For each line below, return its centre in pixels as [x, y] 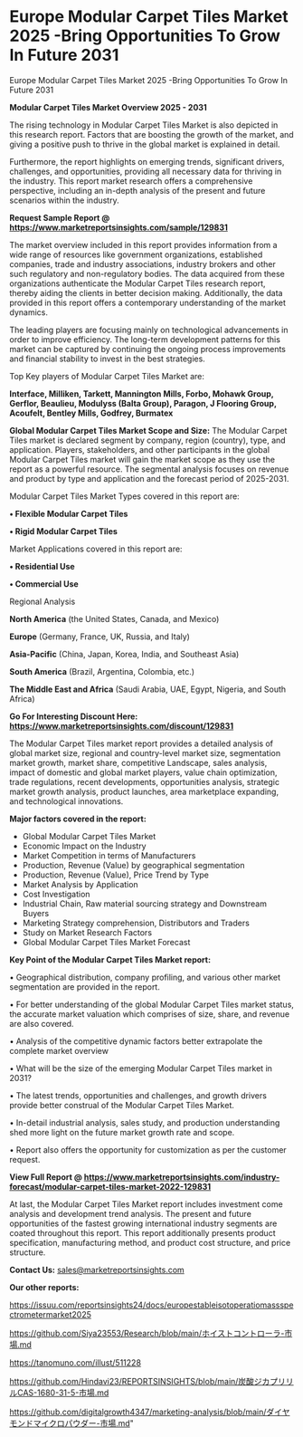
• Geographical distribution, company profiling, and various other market [145, 977]
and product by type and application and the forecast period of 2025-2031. [149, 478]
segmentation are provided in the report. [85, 987]
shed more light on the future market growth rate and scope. [122, 1132]
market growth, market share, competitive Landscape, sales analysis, [138, 762]
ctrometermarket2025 [51, 1314]
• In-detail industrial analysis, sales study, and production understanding [145, 1122]
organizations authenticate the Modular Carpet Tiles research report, [137, 283]
